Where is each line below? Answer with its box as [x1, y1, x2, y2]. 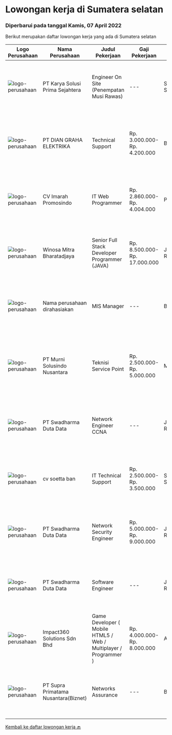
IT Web [92, 193, 109, 200]
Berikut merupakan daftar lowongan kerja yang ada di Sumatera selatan [5, 33, 157, 40]
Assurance [92, 691, 118, 699]
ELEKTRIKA [42, 143, 71, 150]
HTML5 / [92, 632, 114, 639]
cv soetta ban [42, 475, 76, 482]
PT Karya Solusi [42, 80, 81, 87]
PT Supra [42, 682, 66, 689]
